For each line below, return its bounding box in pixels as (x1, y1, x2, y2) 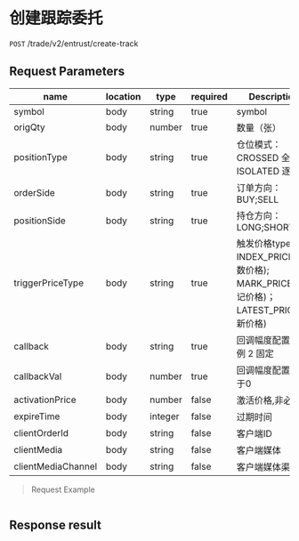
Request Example (30, 484, 95, 495)
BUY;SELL (236, 193, 279, 206)
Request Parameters (9, 64, 125, 79)
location (105, 90, 141, 102)
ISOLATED (236, 165, 280, 177)
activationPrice (13, 393, 77, 406)
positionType (13, 150, 69, 163)
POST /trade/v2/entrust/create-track (9, 37, 139, 49)
